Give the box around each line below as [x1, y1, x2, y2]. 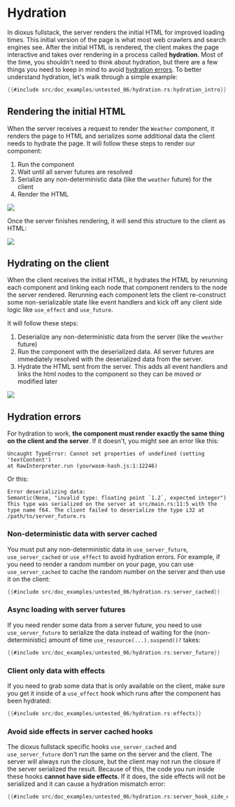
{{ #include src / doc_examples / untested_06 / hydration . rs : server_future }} [7, 649, 220, 656]
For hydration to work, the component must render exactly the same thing [7, 429, 225, 438]
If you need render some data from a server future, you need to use [7, 621, 202, 629]
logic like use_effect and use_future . [7, 306, 113, 314]
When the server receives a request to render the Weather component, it [7, 124, 215, 132]
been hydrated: [7, 696, 51, 705]
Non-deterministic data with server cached [7, 529, 157, 539]
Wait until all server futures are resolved [17, 167, 133, 176]
